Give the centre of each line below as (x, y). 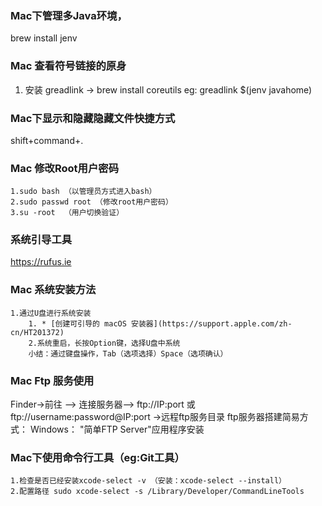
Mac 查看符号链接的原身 (68, 66)
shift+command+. (47, 140)
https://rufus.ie (41, 262)
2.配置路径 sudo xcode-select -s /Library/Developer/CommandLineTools (157, 492)
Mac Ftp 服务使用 (52, 380)
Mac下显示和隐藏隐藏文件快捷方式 (93, 118)
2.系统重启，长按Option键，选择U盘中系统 (104, 343)
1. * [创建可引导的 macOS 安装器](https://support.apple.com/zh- (160, 323)
